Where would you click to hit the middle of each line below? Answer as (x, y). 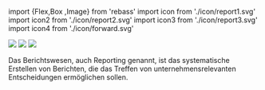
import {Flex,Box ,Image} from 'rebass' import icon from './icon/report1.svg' (132, 12)
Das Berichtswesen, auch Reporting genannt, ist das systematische (119, 60)
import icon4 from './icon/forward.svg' (71, 28)
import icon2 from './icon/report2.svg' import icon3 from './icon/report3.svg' (133, 20)
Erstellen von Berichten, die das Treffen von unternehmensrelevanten (123, 68)
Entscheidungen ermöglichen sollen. (68, 77)
